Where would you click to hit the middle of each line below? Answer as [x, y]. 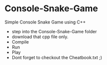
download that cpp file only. [40, 37]
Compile [20, 42]
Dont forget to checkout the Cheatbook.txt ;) [57, 57]
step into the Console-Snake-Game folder [54, 31]
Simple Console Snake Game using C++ [45, 22]
